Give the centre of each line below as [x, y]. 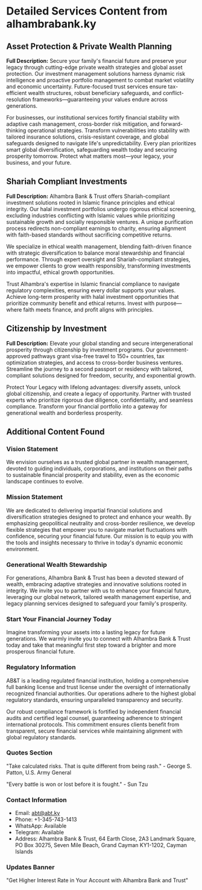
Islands [24, 852]
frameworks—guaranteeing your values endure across [100, 99]
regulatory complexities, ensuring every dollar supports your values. [91, 290]
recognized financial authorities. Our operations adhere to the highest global [101, 693]
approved [18, 356]
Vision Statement [32, 449]
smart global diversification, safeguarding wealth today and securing [92, 150]
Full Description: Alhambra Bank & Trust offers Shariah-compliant [88, 196]
